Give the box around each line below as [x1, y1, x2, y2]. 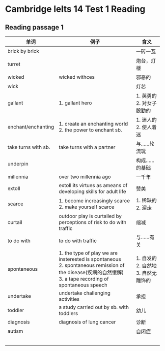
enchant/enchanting [7, 124, 55, 130]
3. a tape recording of [58, 276, 109, 282]
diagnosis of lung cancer [58, 319, 116, 325]
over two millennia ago [58, 173, 111, 180]
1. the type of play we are [58, 250, 118, 256]
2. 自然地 [136, 262, 157, 269]
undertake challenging [58, 289, 110, 296]
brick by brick [7, 48, 39, 55]
